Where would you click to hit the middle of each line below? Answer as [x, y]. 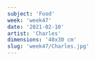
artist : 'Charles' [34, 33]
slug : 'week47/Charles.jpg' [49, 46]
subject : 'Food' [31, 14]
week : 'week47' [30, 20]
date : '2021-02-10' [36, 27]
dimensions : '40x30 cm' [42, 40]
